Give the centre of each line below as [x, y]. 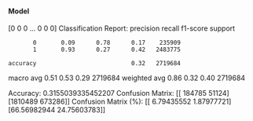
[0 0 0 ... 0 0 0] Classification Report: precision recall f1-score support [122, 28]
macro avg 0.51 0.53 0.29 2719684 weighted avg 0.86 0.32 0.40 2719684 [127, 78]
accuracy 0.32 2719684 [94, 64]
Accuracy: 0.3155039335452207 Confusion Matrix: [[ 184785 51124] [119, 93]
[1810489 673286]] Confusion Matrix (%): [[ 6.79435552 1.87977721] [120, 101]
